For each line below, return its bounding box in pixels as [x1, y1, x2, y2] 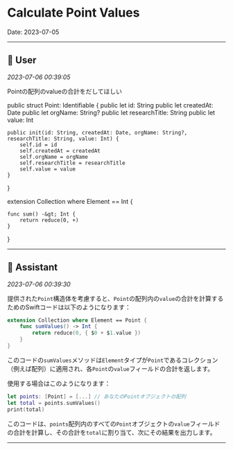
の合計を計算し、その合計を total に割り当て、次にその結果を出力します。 [7, 428, 216, 436]
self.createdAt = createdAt [19, 147, 101, 154]
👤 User [7, 54, 37, 67]
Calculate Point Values [7, 5, 140, 21]
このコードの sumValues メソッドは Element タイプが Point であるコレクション [7, 356, 218, 364]
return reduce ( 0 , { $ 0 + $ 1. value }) [32, 329, 141, 337]
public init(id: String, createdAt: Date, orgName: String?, [7, 129, 188, 136]
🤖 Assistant [7, 261, 58, 273]
